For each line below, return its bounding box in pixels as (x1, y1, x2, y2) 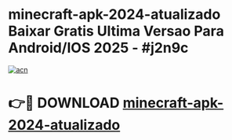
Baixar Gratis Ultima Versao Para (8, 22, 225, 40)
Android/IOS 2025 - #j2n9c (8, 39, 189, 57)
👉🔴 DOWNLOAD (8, 94, 120, 112)
